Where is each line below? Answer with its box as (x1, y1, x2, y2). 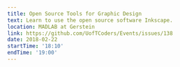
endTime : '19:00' (7, 50, 58, 57)
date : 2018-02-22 (7, 36, 58, 43)
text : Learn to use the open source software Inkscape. (7, 17, 173, 24)
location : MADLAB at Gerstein (7, 23, 96, 30)
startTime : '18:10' (7, 43, 64, 50)
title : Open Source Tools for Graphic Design (7, 10, 142, 17)
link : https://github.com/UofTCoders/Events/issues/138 (7, 29, 173, 37)
